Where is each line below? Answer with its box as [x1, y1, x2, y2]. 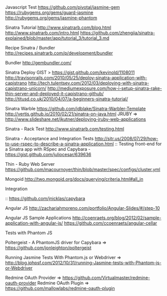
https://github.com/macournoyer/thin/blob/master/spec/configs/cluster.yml [5, 167, 160, 172]
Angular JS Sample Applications [5, 215, 71, 221]
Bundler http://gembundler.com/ [5, 60, 71, 65]
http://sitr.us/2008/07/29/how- [94, 136, 158, 141]
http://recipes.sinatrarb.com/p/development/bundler [5, 50, 113, 56]
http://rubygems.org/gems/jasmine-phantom [5, 15, 97, 20]
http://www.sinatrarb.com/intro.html [5, 30, 79, 35]
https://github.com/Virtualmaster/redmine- [62, 275, 150, 281]
